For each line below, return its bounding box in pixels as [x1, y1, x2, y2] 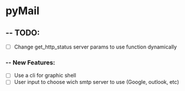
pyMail [5, 4, 39, 18]
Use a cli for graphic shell [14, 72, 77, 79]
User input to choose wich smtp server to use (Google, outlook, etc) [14, 79, 179, 86]
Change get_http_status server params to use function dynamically [14, 43, 177, 50]
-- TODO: [5, 28, 40, 38]
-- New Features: [5, 58, 55, 66]
